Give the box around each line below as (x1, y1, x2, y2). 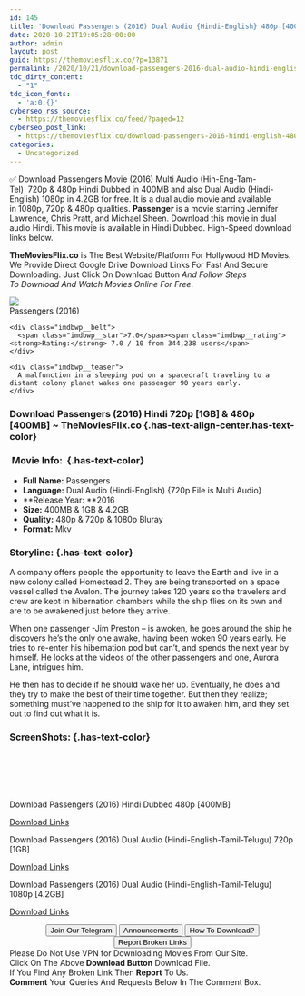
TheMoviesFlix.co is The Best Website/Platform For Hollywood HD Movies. (9, 249, 291, 260)
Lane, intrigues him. (9, 662, 84, 672)
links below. (9, 232, 54, 243)
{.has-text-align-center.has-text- (143, 419, 295, 432)
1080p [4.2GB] (9, 889, 64, 900)
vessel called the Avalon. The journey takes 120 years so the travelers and (9, 586, 287, 597)
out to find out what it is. (9, 708, 101, 719)
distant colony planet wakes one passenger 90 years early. (9, 378, 242, 387)
